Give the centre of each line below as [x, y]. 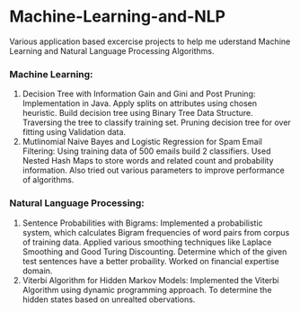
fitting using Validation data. [74, 132]
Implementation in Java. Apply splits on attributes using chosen [140, 103]
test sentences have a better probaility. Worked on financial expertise [151, 261]
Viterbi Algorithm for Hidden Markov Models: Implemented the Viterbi [151, 280]
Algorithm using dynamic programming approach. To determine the [147, 290]
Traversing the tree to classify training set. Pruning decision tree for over [157, 122]
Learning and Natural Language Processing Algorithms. [112, 50]
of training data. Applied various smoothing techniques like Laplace [147, 242]
